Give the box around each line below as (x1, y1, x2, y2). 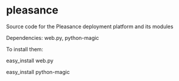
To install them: (6, 45, 43, 53)
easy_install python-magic (6, 68, 70, 75)
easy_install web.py (6, 57, 54, 64)
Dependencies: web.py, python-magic (6, 34, 99, 41)
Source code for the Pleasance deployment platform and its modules (6, 23, 174, 30)
